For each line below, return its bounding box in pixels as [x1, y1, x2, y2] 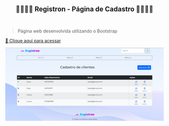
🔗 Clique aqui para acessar [5, 37, 61, 43]
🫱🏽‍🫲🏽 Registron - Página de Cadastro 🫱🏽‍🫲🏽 [16, 5, 153, 13]
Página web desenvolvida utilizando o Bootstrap [17, 28, 118, 34]
